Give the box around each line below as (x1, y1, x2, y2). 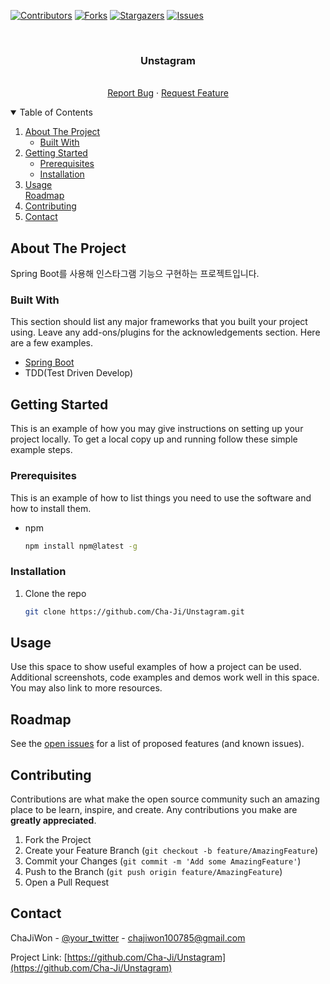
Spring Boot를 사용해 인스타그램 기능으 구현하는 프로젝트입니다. (10, 268, 260, 280)
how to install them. (10, 502, 92, 514)
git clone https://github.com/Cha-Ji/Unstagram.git (24, 606, 245, 617)
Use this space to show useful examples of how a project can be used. (10, 661, 302, 673)
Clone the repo (24, 587, 87, 599)
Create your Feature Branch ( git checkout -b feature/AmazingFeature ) (24, 845, 319, 856)
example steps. (10, 444, 73, 456)
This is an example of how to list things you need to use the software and (10, 491, 312, 504)
